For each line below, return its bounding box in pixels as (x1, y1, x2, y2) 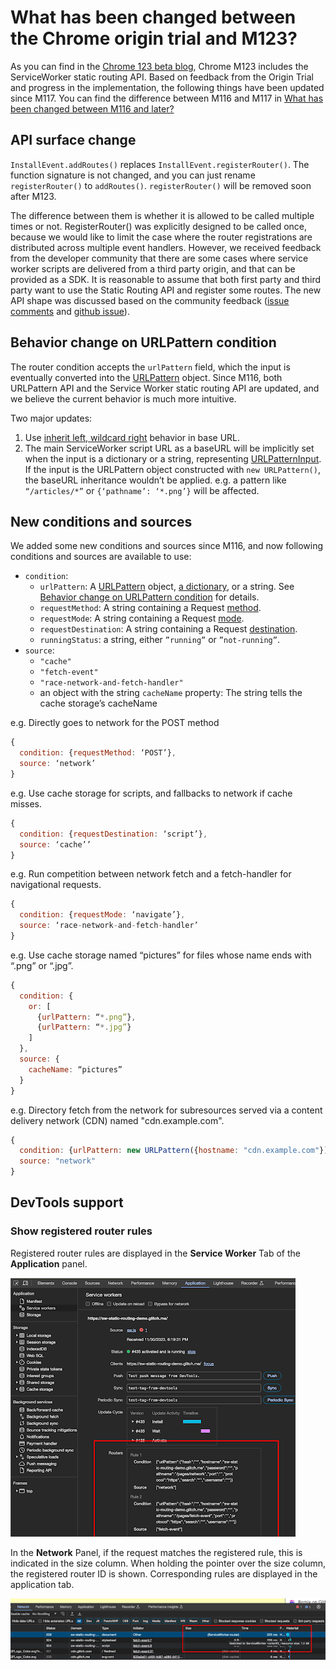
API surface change (10, 132, 137, 149)
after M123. (10, 190, 57, 202)
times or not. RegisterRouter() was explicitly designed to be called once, (10, 220, 307, 232)
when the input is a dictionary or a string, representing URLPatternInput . (24, 452, 322, 465)
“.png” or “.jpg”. (10, 959, 74, 971)
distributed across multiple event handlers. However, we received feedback (10, 241, 322, 253)
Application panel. (10, 1257, 88, 1270)
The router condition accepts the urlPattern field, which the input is (10, 361, 291, 373)
